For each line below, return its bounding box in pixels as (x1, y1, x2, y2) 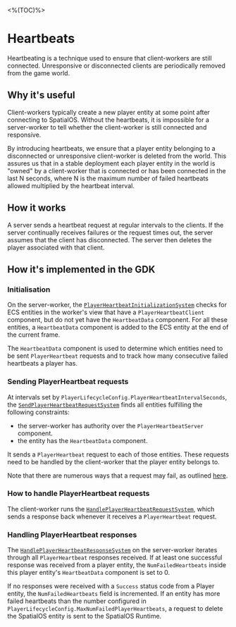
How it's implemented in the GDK (7, 263, 156, 275)
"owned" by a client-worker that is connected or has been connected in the (7, 166, 227, 175)
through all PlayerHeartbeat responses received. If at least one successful (7, 553, 223, 562)
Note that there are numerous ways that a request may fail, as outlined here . (7, 471, 228, 480)
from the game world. (7, 68, 70, 77)
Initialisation (7, 285, 51, 294)
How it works (7, 202, 66, 214)
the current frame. (7, 330, 61, 339)
